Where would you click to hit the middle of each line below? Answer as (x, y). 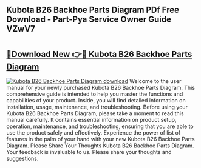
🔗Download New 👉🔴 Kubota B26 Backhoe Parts (99, 54)
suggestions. (22, 158)
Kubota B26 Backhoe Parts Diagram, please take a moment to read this (95, 113)
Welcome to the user (155, 81)
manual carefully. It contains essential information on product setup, (91, 120)
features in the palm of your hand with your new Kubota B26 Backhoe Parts (101, 139)
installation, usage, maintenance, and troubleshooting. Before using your (97, 107)
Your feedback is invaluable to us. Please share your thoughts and (89, 152)
